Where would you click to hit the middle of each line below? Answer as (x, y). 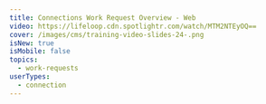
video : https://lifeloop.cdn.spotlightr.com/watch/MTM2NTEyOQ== (133, 26)
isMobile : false (40, 52)
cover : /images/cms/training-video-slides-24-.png (107, 34)
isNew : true (32, 43)
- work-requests (48, 69)
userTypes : (30, 77)
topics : (24, 60)
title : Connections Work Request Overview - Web (103, 18)
